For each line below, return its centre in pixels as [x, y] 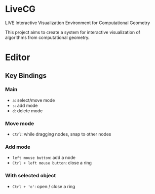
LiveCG [20, 9]
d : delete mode [27, 111]
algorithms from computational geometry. [47, 37]
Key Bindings [26, 76]
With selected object [31, 176]
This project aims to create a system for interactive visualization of [73, 32]
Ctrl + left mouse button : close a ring [52, 163]
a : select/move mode [34, 100]
